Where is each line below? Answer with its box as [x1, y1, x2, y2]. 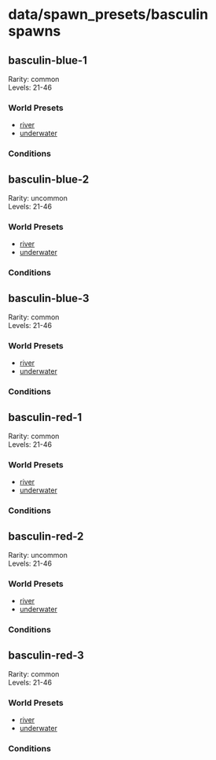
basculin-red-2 [8, 529, 84, 543]
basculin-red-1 [8, 411, 82, 424]
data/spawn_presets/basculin [8, 6, 209, 24]
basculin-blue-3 [8, 291, 90, 304]
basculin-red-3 [8, 648, 85, 662]
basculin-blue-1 [8, 53, 88, 67]
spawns [8, 22, 61, 40]
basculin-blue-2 [8, 172, 90, 186]
